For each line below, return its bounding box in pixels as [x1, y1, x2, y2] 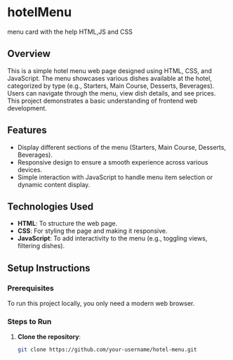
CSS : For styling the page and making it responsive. [17, 226, 168, 236]
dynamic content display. [17, 180, 91, 188]
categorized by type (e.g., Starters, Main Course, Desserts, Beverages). [7, 82, 215, 90]
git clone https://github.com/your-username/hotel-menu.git [17, 346, 197, 354]
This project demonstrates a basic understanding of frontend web [7, 96, 198, 105]
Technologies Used [7, 200, 93, 212]
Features [7, 124, 47, 136]
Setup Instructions [7, 262, 91, 274]
